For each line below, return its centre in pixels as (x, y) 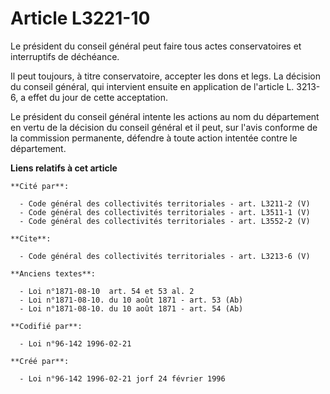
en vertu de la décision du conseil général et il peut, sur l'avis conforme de (164, 127)
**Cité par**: (40, 186)
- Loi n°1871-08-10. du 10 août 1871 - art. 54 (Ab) (131, 308)
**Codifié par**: (46, 326)
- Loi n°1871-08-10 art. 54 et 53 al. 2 (107, 291)
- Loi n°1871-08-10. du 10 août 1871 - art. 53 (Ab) (131, 300)
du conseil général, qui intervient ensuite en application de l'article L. (152, 86)
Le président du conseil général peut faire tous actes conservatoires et (156, 46)
